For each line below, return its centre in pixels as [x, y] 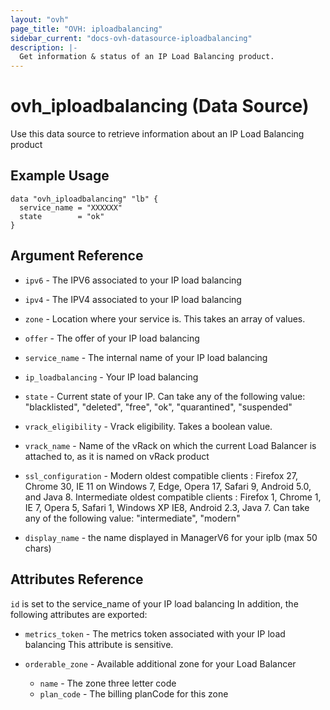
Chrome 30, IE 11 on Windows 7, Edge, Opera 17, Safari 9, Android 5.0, [168, 486]
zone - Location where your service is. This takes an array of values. [165, 318]
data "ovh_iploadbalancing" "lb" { [84, 199]
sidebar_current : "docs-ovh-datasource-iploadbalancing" [131, 38]
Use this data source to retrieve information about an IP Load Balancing [157, 134]
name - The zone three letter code [108, 683]
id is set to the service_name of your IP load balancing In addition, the [154, 603]
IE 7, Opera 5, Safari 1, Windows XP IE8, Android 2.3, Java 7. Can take [167, 507]
